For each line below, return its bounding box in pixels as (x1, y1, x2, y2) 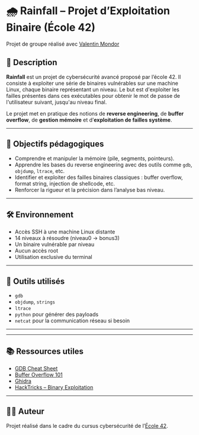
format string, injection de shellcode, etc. (14, 180, 115, 187)
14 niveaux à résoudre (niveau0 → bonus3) (14, 235, 120, 242)
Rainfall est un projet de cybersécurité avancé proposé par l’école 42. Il (6, 73, 181, 80)
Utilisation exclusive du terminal (14, 254, 93, 261)
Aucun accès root (14, 247, 58, 254)
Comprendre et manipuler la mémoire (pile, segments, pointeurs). (14, 155, 175, 162)
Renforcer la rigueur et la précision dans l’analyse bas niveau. (14, 186, 165, 193)
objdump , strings (14, 298, 56, 305)
